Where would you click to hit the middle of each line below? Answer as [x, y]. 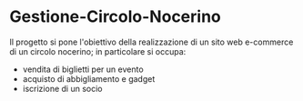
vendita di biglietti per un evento [83, 69]
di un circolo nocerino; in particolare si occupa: [98, 51]
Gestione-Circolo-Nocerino [115, 17]
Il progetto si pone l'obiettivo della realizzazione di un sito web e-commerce [151, 42]
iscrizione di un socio [62, 88]
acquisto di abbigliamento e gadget [89, 78]
